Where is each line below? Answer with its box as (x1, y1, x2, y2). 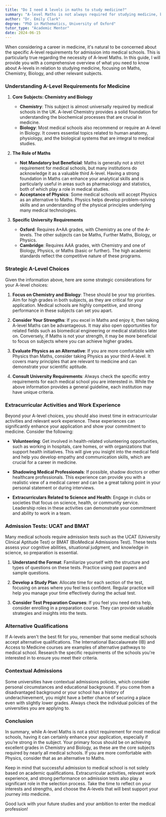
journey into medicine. (5, 791, 51, 797)
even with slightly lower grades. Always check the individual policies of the (5, 700, 158, 706)
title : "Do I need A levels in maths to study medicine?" (5, 7, 127, 12)
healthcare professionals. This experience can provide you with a (12, 474, 146, 480)
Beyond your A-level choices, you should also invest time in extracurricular (5, 413, 158, 419)
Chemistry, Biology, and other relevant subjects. (5, 71, 103, 76)
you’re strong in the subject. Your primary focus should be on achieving (5, 740, 151, 745)
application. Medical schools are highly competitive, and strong (12, 302, 142, 308)
